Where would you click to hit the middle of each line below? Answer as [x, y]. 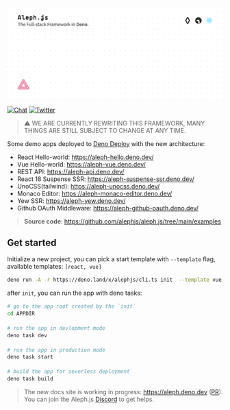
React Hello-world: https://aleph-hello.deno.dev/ [85, 157]
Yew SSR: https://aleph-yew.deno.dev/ [71, 201]
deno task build [30, 379]
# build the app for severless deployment [68, 372]
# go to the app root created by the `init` [72, 306]
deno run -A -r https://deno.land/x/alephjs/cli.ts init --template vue [115, 280]
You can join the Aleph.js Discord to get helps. [89, 399]
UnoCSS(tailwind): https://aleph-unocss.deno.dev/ [88, 186]
